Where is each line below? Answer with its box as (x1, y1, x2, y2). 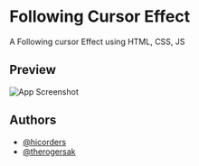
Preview (9, 62, 57, 78)
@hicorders (22, 136, 66, 147)
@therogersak (22, 146, 76, 157)
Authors (9, 113, 57, 128)
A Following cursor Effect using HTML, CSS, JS (9, 36, 185, 47)
